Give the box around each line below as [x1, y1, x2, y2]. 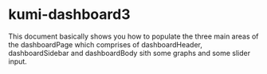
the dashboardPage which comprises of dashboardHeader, [8, 39, 203, 49]
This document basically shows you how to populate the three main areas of [8, 31, 259, 41]
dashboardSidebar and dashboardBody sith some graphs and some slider [8, 48, 251, 57]
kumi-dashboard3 [8, 6, 131, 24]
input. [8, 57, 28, 66]
